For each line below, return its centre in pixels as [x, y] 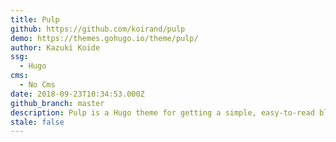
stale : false [37, 122]
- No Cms [37, 85]
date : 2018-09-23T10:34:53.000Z [77, 94]
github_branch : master [57, 103]
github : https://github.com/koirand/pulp [98, 29]
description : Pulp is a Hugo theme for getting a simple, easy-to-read [162, 112]
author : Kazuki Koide [55, 47]
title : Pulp [35, 19]
